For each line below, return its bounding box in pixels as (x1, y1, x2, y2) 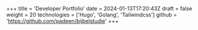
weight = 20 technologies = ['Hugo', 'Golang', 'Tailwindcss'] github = (6, 11, 177, 18)
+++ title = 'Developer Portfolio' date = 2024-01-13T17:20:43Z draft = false (6, 5, 193, 12)
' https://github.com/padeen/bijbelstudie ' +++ (6, 18, 119, 24)
